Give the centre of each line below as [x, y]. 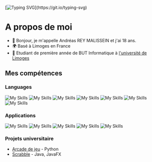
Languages [19, 87]
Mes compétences [34, 73]
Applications [20, 115]
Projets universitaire [30, 138]
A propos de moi [39, 27]
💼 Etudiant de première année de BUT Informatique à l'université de [79, 53]
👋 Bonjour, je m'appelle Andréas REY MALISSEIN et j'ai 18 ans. [74, 40]
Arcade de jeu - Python [35, 149]
